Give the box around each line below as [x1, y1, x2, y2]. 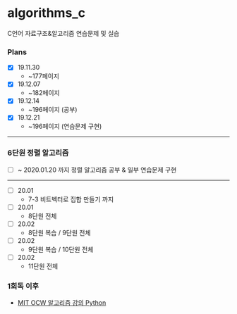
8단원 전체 [28, 211, 57, 220]
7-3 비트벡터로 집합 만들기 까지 [28, 195, 114, 203]
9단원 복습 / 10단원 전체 [28, 245, 94, 254]
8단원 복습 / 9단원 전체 [28, 229, 91, 237]
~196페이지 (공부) [28, 106, 78, 114]
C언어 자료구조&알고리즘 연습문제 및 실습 [7, 29, 120, 37]
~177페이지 [28, 72, 60, 80]
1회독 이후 [7, 282, 39, 291]
